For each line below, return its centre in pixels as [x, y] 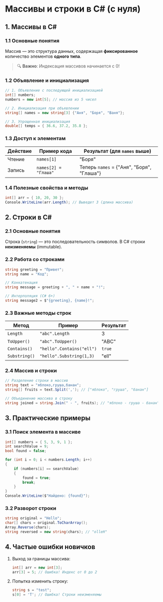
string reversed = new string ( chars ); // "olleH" [56, 532]
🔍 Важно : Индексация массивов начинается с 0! [68, 66]
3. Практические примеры [48, 418]
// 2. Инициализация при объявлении [42, 108]
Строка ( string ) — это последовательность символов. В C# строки [75, 242]
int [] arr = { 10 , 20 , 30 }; [34, 197]
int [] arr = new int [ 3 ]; [37, 568]
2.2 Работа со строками [35, 260]
